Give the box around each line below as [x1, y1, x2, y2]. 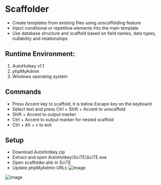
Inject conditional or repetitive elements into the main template [12, 25, 139, 31]
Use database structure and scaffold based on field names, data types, [12, 30, 156, 36]
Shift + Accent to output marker [12, 111, 77, 117]
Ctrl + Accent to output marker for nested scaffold [12, 116, 114, 122]
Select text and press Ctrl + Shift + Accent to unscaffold [12, 106, 126, 112]
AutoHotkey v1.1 [12, 63, 45, 69]
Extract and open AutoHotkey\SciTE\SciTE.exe [12, 154, 107, 160]
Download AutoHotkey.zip [12, 149, 65, 155]
